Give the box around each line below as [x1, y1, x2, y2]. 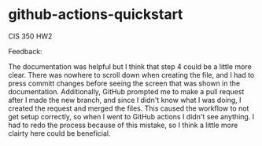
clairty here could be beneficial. [8, 128, 112, 138]
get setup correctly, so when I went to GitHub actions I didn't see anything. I [8, 111, 255, 121]
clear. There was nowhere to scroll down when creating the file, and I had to [8, 70, 255, 79]
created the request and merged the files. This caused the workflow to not [8, 104, 249, 113]
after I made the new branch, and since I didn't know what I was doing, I [8, 95, 242, 104]
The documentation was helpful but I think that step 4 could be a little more [8, 61, 252, 71]
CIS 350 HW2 [8, 31, 53, 41]
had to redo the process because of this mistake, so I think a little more [8, 120, 238, 130]
